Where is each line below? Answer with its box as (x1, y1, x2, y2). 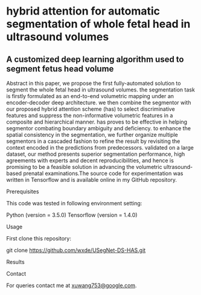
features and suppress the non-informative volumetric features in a (6, 112, 173, 119)
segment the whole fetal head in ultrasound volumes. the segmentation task (6, 86, 195, 93)
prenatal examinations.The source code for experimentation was (23, 170, 183, 177)
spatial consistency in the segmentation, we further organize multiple (6, 131, 178, 138)
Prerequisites (6, 188, 39, 195)
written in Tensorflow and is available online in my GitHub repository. (6, 176, 177, 183)
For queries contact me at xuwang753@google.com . (6, 282, 137, 289)
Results (6, 259, 25, 265)
